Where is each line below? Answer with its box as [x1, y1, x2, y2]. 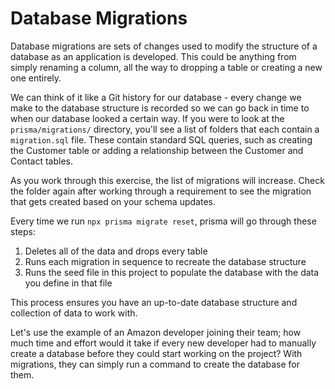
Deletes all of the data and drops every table [24, 245, 208, 257]
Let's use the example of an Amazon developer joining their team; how [10, 326, 302, 338]
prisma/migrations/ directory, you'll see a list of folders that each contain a [10, 123, 320, 135]
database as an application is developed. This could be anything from [10, 50, 297, 62]
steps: [10, 225, 36, 237]
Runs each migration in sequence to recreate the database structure [24, 255, 307, 267]
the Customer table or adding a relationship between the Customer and [10, 144, 304, 156]
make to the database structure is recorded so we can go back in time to [10, 102, 310, 114]
